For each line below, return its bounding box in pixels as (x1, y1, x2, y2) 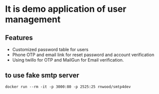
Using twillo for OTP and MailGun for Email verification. (12, 57, 124, 63)
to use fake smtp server (5, 71, 80, 80)
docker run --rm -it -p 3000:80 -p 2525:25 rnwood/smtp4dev (5, 84, 131, 89)
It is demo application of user (5, 3, 127, 15)
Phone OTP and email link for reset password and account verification (12, 52, 155, 58)
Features (5, 33, 33, 42)
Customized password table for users (12, 47, 89, 52)
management (5, 14, 61, 25)
